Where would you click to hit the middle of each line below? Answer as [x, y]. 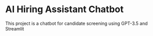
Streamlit [15, 28]
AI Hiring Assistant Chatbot [65, 9]
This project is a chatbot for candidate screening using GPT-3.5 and [76, 23]
